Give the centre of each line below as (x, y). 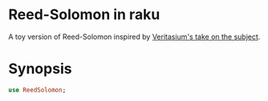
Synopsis (40, 69)
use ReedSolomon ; (37, 90)
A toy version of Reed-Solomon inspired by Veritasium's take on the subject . (134, 37)
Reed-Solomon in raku (84, 15)
